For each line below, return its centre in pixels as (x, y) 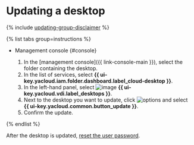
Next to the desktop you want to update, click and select (106, 100)
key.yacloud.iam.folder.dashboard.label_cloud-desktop (94, 81)
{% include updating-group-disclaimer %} (58, 27)
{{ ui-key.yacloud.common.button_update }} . (81, 106)
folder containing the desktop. (61, 68)
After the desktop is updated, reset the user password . (73, 135)
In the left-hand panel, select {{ (73, 87)
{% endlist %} (23, 124)
